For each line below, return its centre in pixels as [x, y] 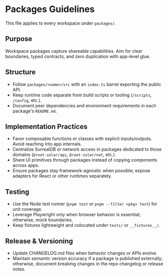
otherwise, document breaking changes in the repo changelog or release [88, 264]
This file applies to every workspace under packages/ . [61, 23]
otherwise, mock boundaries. [43, 220]
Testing [17, 192]
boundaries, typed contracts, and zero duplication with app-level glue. [78, 56]
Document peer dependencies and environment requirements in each [84, 105]
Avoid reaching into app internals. [47, 144]
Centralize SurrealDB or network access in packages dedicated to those [87, 150]
